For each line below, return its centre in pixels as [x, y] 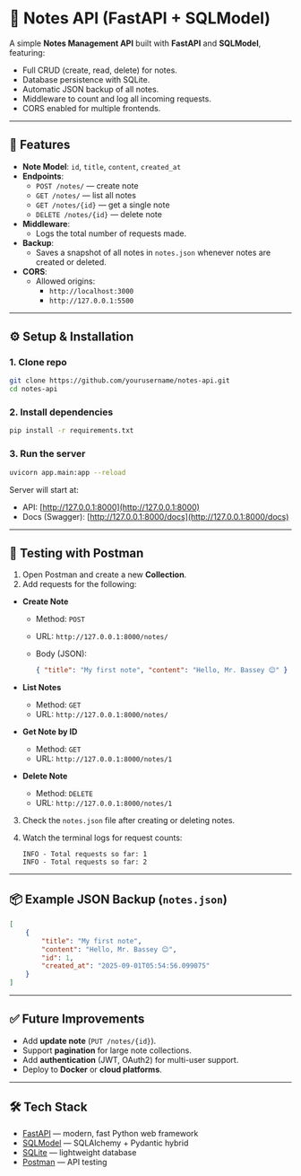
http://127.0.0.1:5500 [91, 301]
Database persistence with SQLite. [86, 79]
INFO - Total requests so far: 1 [85, 855]
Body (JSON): [61, 654]
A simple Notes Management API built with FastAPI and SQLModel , [135, 43]
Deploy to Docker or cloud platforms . [92, 1069]
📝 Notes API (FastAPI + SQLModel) [140, 18]
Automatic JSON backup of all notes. [90, 89]
